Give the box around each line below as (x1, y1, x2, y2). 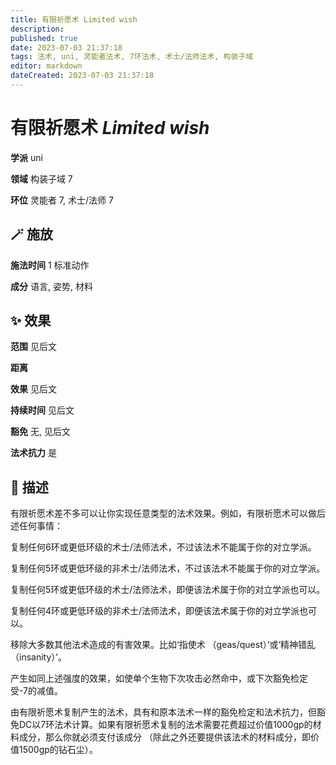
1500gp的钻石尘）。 (18, 744, 98, 756)
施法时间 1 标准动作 (10, 259, 90, 271)
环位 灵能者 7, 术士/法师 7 (10, 194, 114, 206)
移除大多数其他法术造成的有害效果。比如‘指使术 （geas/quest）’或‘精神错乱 (10, 639, 317, 651)
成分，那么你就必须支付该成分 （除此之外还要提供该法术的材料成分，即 (18, 731, 311, 743)
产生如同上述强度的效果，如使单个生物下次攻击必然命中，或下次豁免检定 (10, 672, 308, 685)
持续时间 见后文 (10, 404, 75, 416)
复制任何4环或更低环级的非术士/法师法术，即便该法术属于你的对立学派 (10, 605, 300, 617)
